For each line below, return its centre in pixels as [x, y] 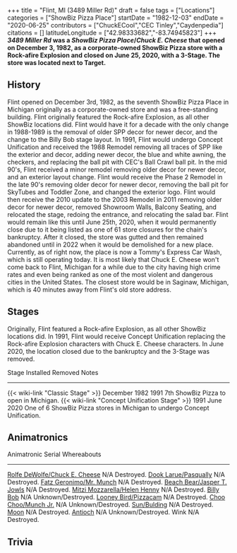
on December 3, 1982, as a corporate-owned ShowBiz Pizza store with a [115, 48]
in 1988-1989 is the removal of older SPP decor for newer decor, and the [113, 132]
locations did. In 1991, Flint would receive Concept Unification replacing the [116, 336]
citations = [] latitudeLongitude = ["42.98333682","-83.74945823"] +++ [112, 32]
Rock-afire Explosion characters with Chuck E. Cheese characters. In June [116, 344]
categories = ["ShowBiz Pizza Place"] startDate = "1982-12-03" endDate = [116, 18]
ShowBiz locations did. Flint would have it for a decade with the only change [118, 124]
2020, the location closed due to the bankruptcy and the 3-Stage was [109, 351]
